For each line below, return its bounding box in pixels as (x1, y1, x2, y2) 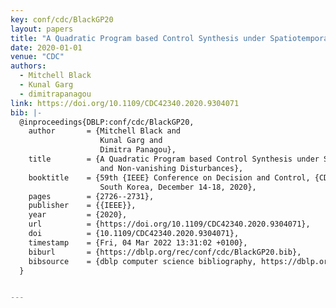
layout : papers (10, 24, 74, 34)
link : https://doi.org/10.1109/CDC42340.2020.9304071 (10, 98, 240, 108)
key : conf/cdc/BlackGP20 (10, 14, 114, 25)
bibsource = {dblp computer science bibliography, (28, 256, 257, 266)
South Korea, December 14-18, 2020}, (99, 182, 257, 192)
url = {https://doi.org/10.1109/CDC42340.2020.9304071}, (28, 219, 311, 230)
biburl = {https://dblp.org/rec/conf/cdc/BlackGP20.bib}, (28, 247, 302, 257)
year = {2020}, (28, 210, 128, 220)
